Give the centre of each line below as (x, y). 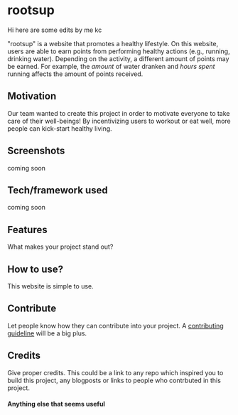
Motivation (32, 96)
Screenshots (36, 151)
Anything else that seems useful (56, 404)
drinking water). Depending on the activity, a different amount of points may (118, 58)
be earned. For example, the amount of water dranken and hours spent (111, 66)
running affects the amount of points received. (75, 74)
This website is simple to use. (50, 286)
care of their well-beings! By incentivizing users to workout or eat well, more (119, 121)
